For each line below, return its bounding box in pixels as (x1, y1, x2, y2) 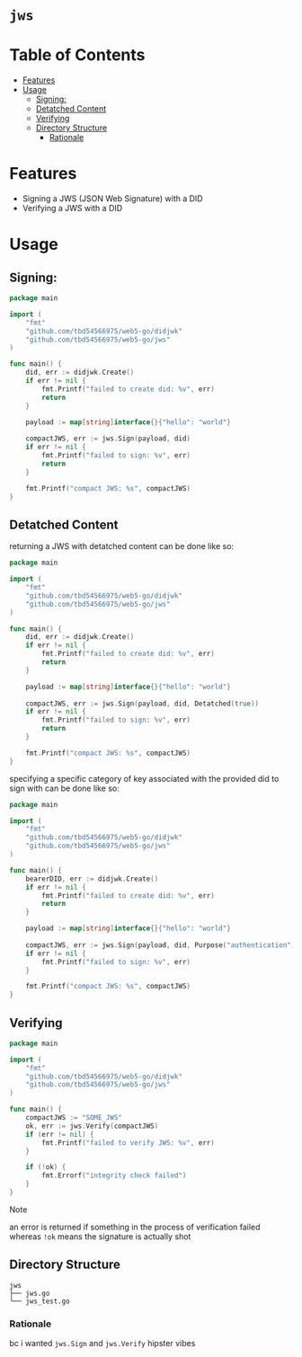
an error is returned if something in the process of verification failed (9, 1221, 261, 1232)
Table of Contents (9, 45, 146, 66)
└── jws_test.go (9, 1297, 70, 1306)
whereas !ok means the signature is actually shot (9, 1230, 191, 1242)
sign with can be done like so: (9, 783, 120, 794)
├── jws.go (9, 1289, 50, 1298)
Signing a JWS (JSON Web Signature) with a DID (22, 193, 204, 204)
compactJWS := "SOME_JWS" (25, 1113, 123, 1122)
